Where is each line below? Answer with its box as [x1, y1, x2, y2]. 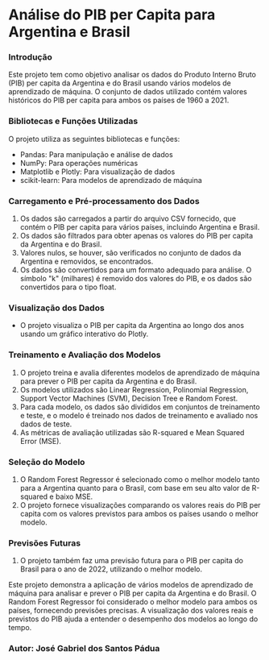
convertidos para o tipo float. [19, 282, 117, 292]
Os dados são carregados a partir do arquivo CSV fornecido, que [19, 214, 236, 223]
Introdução [8, 52, 52, 63]
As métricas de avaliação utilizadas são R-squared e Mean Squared [19, 427, 245, 437]
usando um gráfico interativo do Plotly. [19, 329, 149, 339]
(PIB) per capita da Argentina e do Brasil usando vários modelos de [8, 78, 232, 88]
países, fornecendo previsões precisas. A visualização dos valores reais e [8, 606, 254, 616]
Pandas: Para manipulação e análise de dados [19, 149, 173, 159]
